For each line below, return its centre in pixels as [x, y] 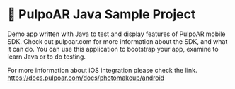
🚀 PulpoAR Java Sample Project [102, 14]
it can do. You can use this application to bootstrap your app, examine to [113, 49]
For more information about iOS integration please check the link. [102, 70]
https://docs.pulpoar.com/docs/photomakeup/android [86, 78]
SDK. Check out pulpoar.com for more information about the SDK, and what [117, 41]
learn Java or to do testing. [47, 57]
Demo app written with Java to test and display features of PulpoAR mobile [116, 34]
